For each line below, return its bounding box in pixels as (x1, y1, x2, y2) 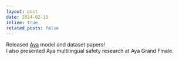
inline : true (6, 19, 38, 25)
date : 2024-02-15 (6, 14, 49, 20)
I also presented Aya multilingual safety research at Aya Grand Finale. (6, 48, 174, 55)
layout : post (6, 8, 38, 15)
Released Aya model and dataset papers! (6, 41, 106, 48)
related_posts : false (6, 25, 59, 31)
